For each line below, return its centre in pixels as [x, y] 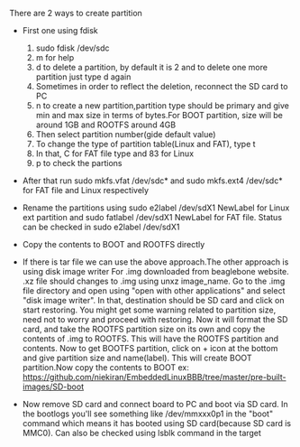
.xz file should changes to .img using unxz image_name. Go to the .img [154, 281]
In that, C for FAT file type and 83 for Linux [115, 154]
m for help [55, 57]
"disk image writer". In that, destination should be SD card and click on [153, 300]
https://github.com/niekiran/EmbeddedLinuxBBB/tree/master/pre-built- [154, 377]
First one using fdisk [60, 30]
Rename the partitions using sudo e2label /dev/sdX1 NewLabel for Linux [156, 208]
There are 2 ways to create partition [76, 13]
